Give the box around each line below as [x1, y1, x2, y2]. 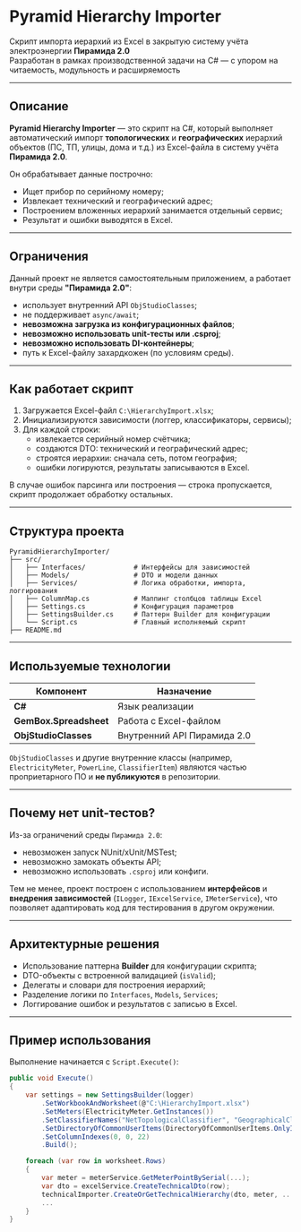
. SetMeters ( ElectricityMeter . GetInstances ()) [41, 1107, 215, 1116]
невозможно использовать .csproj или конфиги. [21, 866, 209, 876]
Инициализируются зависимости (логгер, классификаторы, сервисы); [21, 415, 292, 426]
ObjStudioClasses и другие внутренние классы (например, [9, 753, 233, 762]
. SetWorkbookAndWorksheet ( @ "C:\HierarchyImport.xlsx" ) [41, 1099, 251, 1108]
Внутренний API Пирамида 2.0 [117, 729, 252, 741]
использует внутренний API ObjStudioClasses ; [21, 299, 198, 310]
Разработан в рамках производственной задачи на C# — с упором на [9, 55, 279, 65]
